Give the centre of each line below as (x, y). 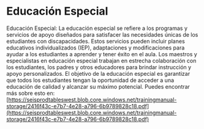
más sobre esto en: (31, 93)
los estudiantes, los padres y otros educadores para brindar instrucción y (99, 67)
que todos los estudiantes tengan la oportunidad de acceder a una (90, 80)
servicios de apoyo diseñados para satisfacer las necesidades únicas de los (102, 34)
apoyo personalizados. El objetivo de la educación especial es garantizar (98, 73)
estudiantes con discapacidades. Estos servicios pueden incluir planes (96, 41)
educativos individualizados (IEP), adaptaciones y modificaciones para (96, 48)
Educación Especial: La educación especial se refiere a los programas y (97, 28)
